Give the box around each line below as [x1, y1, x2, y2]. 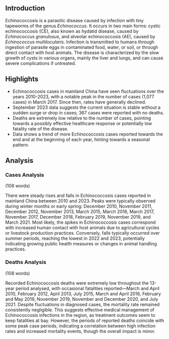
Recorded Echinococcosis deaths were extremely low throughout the [5, 280, 149, 286]
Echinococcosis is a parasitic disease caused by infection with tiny [5, 17, 144, 23]
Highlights [5, 75, 39, 84]
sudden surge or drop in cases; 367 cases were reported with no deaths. [12, 109, 164, 115]
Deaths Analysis [5, 259, 46, 266]
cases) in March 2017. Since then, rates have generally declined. [12, 99, 146, 105]
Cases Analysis [5, 171, 44, 178]
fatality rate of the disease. [12, 125, 69, 131]
